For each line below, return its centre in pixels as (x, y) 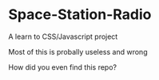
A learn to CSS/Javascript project (63, 36)
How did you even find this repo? (63, 67)
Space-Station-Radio (80, 15)
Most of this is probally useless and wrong (78, 51)
